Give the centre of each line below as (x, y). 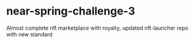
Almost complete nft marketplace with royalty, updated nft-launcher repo (97, 28)
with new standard (29, 34)
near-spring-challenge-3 (71, 11)
